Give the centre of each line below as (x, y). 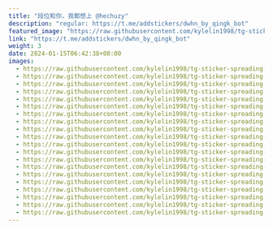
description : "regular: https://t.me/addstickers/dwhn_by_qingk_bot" (129, 24)
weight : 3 (25, 46)
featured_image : (36, 31)
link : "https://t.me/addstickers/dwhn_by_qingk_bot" (100, 39)
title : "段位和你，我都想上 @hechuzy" (68, 16)
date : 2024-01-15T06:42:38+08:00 (65, 54)
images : (22, 62)
